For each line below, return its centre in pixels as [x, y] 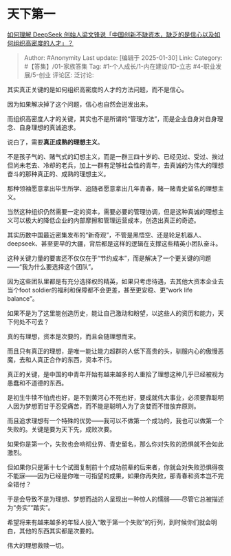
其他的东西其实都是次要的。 [58, 531]
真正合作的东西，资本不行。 [76, 359]
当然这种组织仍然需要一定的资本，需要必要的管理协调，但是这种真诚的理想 [112, 211]
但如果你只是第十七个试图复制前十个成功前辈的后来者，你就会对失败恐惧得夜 [115, 467]
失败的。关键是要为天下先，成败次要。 [61, 429]
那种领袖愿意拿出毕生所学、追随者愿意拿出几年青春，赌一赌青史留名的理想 [112, 188]
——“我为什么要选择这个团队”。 [52, 266]
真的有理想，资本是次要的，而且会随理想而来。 [73, 336]
